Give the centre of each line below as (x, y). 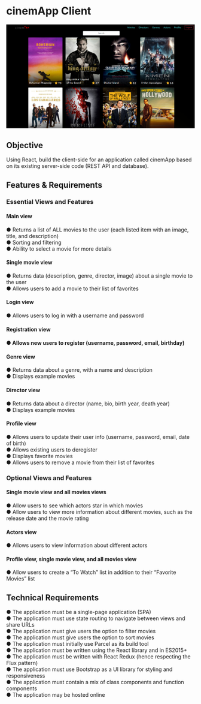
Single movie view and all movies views (56, 492)
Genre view (21, 356)
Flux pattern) (22, 663)
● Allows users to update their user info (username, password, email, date (98, 437)
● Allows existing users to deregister (52, 449)
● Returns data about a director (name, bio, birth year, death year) (88, 404)
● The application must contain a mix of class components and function (95, 682)
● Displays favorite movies (39, 456)
